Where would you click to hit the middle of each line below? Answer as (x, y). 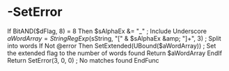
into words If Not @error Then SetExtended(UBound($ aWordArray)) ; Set (112, 45)
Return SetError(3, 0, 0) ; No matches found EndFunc (83, 60)
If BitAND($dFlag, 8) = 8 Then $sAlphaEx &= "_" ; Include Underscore (107, 31)
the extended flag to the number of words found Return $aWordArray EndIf (115, 53)
